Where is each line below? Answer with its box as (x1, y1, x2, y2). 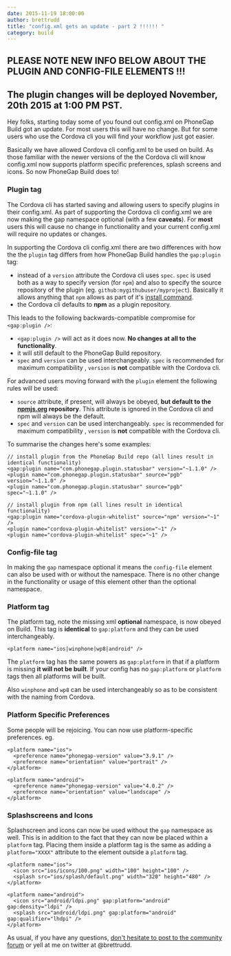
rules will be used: (7, 384, 59, 392)
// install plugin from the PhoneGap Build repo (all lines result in (7, 453, 214, 460)
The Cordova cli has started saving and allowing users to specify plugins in (7, 200, 220, 208)
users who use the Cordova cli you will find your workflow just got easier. (7, 132, 214, 141)
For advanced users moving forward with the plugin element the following (7, 376, 217, 385)
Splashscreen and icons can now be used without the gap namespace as (7, 826, 213, 834)
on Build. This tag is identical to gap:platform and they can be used (7, 625, 199, 633)
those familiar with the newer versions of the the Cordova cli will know (7, 153, 206, 162)
